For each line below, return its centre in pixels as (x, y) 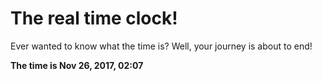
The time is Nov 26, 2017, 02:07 (77, 65)
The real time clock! (94, 18)
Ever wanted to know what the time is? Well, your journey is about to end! (161, 46)
